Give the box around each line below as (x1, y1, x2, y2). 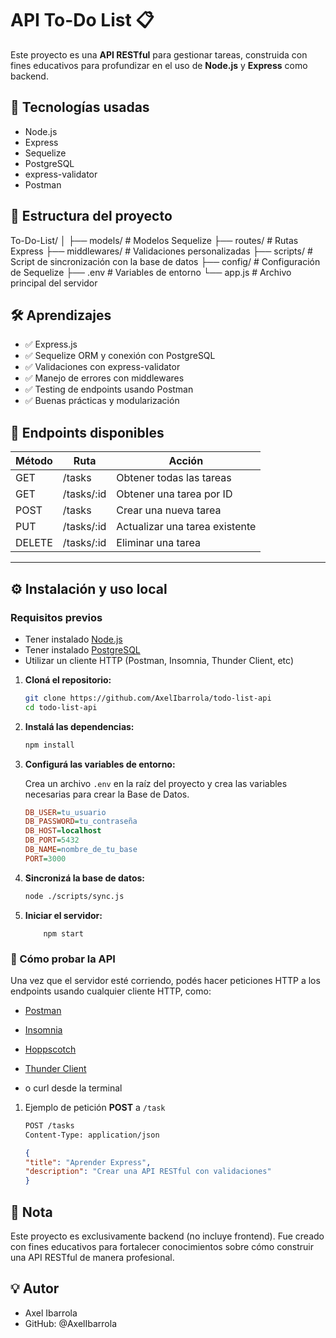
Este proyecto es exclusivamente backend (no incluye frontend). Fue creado (10, 1230, 325, 1242)
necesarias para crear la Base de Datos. (24, 788, 190, 800)
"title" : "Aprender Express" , (24, 1157, 152, 1167)
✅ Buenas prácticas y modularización (24, 395, 180, 407)
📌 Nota (10, 1203, 53, 1221)
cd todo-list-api (24, 702, 98, 712)
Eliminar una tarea (116, 536, 202, 550)
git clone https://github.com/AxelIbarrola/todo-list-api (24, 693, 272, 703)
